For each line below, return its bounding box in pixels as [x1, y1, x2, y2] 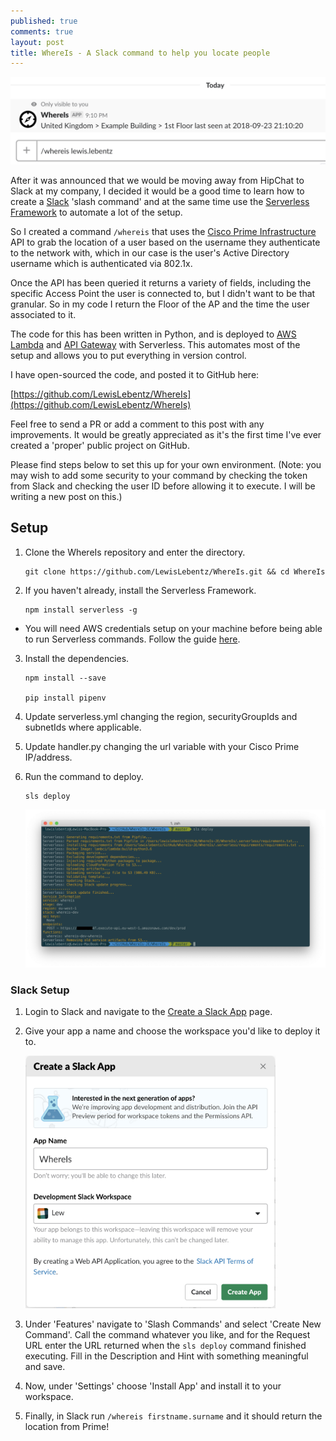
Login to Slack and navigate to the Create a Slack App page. [24, 1006, 273, 1018]
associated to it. [10, 309, 77, 321]
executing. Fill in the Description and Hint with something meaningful [24, 1350, 309, 1362]
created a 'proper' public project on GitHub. [10, 440, 190, 452]
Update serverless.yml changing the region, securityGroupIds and [24, 710, 298, 722]
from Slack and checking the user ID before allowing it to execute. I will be [10, 480, 316, 492]
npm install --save [24, 673, 107, 683]
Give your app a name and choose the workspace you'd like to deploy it [24, 1025, 321, 1037]
